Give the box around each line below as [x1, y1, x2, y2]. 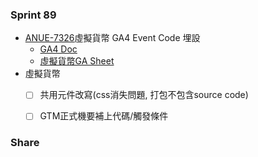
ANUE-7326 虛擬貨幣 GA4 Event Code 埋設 [24, 32, 201, 44]
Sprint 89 [10, 8, 57, 22]
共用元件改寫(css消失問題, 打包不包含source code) [39, 89, 249, 101]
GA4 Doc [39, 43, 78, 55]
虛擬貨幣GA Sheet [39, 55, 115, 67]
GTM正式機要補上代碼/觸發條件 [39, 110, 169, 122]
